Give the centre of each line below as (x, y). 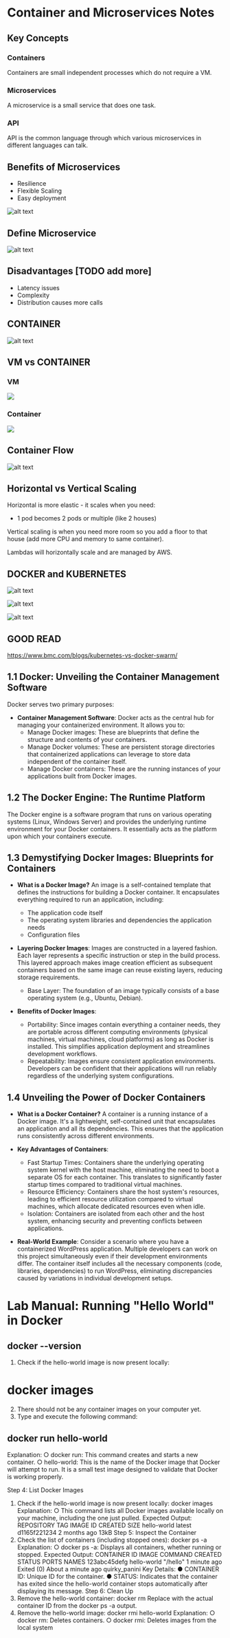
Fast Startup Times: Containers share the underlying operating (116, 1163)
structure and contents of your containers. (87, 739)
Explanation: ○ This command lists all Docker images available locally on (120, 1510)
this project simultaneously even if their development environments (112, 1256)
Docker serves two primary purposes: (61, 704)
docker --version (44, 1346)
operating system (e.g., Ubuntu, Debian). (85, 998)
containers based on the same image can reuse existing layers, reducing (120, 970)
